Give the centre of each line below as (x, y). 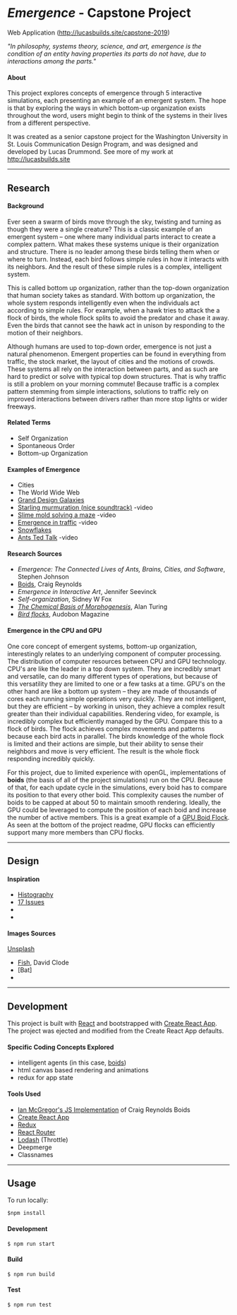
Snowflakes (35, 530)
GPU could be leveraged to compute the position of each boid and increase (117, 810)
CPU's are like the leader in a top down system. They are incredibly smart (114, 669)
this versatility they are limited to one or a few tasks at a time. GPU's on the (116, 684)
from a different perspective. (49, 123)
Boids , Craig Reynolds (50, 584)
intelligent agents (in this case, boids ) (72, 1062)
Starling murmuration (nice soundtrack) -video (85, 508)
